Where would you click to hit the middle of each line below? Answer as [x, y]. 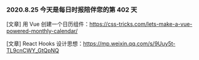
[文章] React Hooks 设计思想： [45, 43]
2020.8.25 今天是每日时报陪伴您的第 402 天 [72, 9]
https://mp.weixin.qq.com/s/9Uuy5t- [129, 43]
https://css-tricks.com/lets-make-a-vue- [141, 24]
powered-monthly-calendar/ [42, 31]
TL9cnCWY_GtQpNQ [33, 51]
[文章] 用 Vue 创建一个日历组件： [48, 24]
